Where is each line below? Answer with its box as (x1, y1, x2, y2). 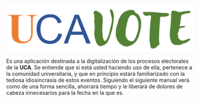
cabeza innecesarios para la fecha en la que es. (6, 89, 124, 96)
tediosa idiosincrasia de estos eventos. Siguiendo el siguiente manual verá (6, 76, 190, 84)
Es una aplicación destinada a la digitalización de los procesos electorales (6, 57, 189, 64)
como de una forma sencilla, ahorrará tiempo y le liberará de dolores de (6, 82, 183, 90)
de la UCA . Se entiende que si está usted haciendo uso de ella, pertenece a (6, 64, 193, 71)
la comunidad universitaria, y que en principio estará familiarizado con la (6, 70, 185, 77)
